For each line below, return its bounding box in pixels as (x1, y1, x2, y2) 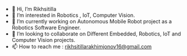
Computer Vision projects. (11, 37, 76, 43)
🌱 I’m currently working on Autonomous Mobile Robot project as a (11, 18, 172, 24)
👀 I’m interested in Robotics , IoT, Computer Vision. (11, 12, 135, 19)
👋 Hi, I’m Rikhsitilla (11, 6, 57, 12)
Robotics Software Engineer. (11, 24, 81, 31)
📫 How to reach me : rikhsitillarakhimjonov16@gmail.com (11, 43, 152, 50)
